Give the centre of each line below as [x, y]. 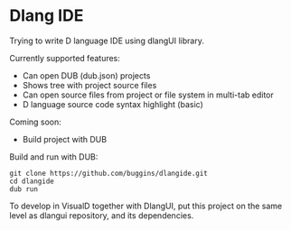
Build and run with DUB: [54, 156]
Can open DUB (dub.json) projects [86, 75]
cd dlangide [32, 181]
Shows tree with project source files [89, 85]
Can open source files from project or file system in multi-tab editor [148, 95]
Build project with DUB [64, 139]
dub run [24, 189]
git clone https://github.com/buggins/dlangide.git [108, 173]
